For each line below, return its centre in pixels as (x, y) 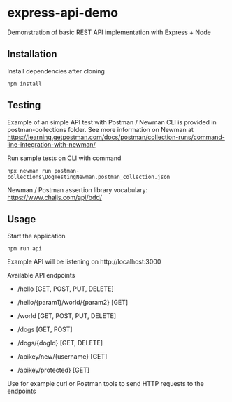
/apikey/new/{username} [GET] (62, 357)
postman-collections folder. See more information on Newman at (101, 129)
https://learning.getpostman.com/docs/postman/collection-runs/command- (116, 137)
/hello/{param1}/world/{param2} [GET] (73, 303)
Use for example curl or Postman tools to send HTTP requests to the (106, 384)
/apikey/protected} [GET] (53, 370)
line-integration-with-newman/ (51, 144)
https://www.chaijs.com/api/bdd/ (55, 197)
